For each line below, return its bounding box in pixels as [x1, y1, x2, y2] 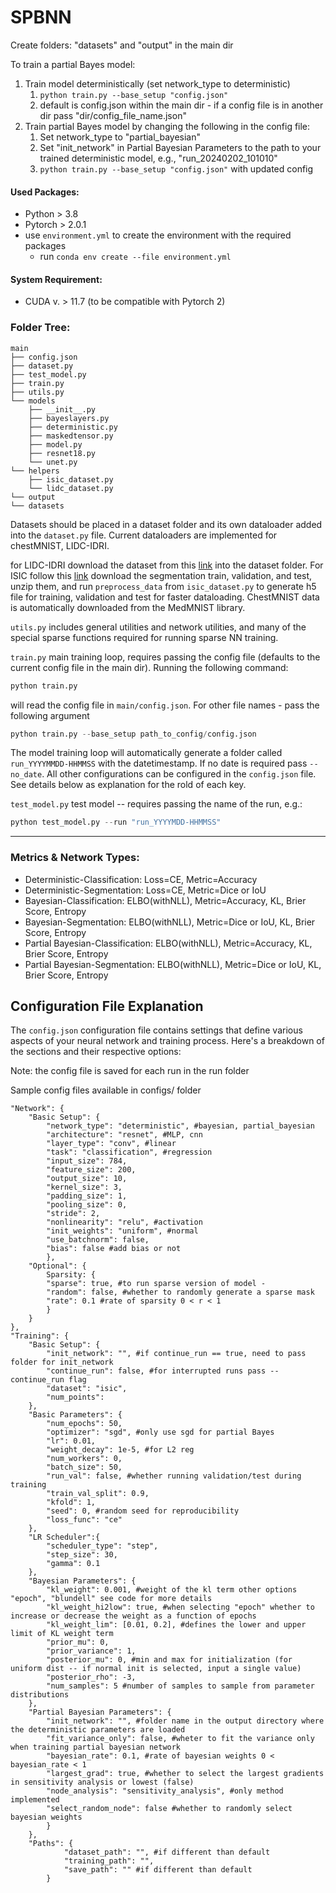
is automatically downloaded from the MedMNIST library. [10, 601, 246, 613]
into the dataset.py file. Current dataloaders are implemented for [10, 529, 278, 541]
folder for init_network [10, 1357, 114, 1368]
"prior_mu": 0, [46, 1637, 110, 1648]
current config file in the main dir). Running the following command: [10, 661, 289, 673]
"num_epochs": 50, [46, 1419, 123, 1429]
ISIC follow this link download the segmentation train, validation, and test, [10, 569, 313, 581]
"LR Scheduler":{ [28, 1532, 101, 1543]
